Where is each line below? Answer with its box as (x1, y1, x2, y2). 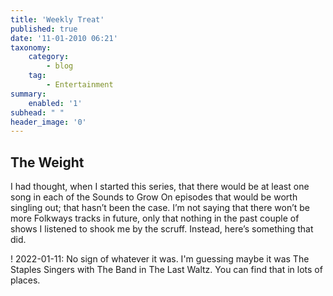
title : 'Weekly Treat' (10, 14, 105, 25)
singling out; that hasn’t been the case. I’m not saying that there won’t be (10, 202, 311, 214)
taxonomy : (10, 42, 52, 53)
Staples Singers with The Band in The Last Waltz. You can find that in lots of (10, 264, 323, 276)
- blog (46, 61, 74, 71)
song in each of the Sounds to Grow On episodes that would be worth (10, 191, 298, 203)
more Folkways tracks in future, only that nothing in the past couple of (10, 212, 300, 225)
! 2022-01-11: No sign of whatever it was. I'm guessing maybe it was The (10, 253, 310, 265)
